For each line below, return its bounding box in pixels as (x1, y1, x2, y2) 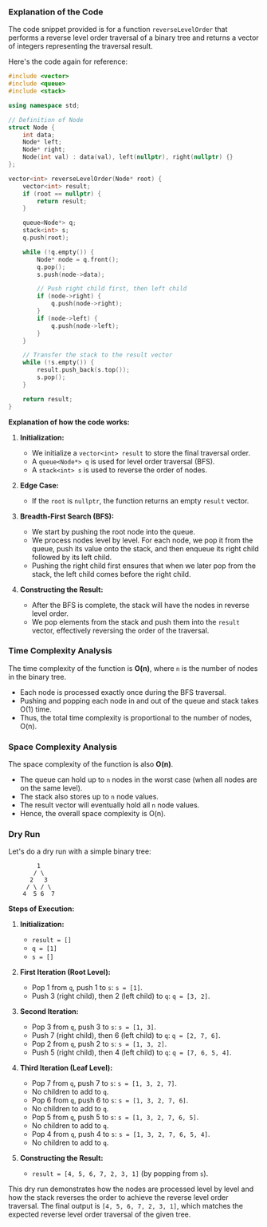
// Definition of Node (8, 116, 84, 124)
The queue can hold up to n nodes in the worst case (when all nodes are (19, 775, 257, 784)
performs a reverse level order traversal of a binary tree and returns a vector (8, 33, 259, 42)
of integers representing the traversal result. (8, 41, 153, 51)
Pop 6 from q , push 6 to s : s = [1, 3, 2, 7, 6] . (31, 1095, 189, 1105)
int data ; (22, 131, 56, 139)
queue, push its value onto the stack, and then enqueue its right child (31, 543, 259, 553)
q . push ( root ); (22, 234, 69, 242)
